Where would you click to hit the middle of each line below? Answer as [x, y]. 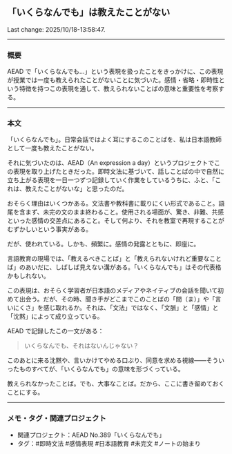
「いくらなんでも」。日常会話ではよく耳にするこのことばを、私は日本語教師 [115, 139]
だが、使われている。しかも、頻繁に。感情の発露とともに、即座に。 [104, 244]
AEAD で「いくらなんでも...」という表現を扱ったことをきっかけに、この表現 [115, 72]
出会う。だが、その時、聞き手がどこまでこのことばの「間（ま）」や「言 [120, 299]
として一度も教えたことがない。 [52, 148]
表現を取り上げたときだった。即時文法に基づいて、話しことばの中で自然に [118, 172]
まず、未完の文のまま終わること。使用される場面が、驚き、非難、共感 [125, 212]
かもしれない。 [28, 276]
